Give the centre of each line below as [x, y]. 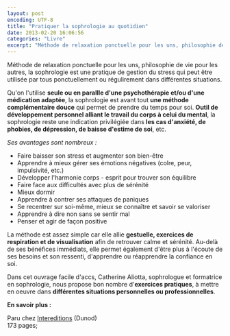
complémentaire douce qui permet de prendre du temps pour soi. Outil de [113, 107]
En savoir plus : [29, 305]
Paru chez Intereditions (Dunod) [52, 318]
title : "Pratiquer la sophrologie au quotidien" [78, 26]
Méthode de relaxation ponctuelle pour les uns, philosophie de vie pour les [112, 65]
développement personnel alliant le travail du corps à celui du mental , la [111, 115]
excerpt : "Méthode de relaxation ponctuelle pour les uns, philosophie [111, 45]
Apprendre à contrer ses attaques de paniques [83, 199]
